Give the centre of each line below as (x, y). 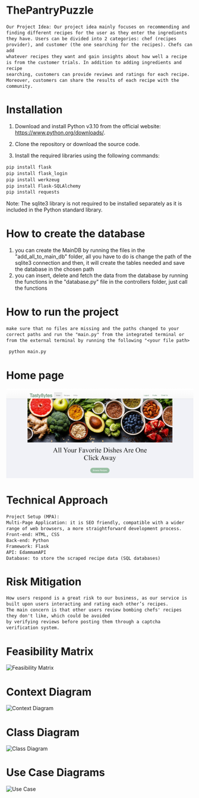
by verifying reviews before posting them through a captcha (83, 622)
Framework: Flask (28, 546)
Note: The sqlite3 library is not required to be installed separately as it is (94, 204)
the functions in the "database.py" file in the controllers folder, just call (101, 282)
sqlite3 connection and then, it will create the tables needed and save (100, 263)
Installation (34, 110)
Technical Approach (57, 500)
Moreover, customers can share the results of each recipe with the (93, 80)
